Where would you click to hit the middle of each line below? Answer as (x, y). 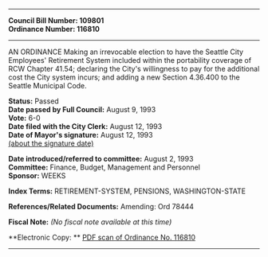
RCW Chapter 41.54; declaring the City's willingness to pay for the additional (134, 69)
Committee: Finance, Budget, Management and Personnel (104, 167)
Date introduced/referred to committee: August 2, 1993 (101, 159)
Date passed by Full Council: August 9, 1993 (82, 109)
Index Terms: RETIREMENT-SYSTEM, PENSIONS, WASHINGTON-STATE (127, 191)
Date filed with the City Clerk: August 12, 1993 (85, 127)
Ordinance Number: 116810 (54, 29)
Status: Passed (34, 101)
